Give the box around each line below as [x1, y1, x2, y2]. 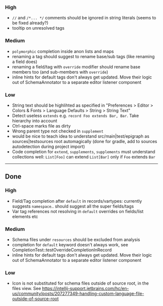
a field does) [12, 59, 37, 64]
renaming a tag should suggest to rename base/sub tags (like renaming [12, 53, 155, 59]
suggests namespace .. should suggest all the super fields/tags [12, 203, 134, 209]
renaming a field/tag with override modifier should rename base [12, 64, 141, 69]
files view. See [12, 286, 41, 291]
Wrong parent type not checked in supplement [12, 128, 104, 134]
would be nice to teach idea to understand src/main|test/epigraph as [12, 133, 149, 139]
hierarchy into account [12, 118, 57, 124]
